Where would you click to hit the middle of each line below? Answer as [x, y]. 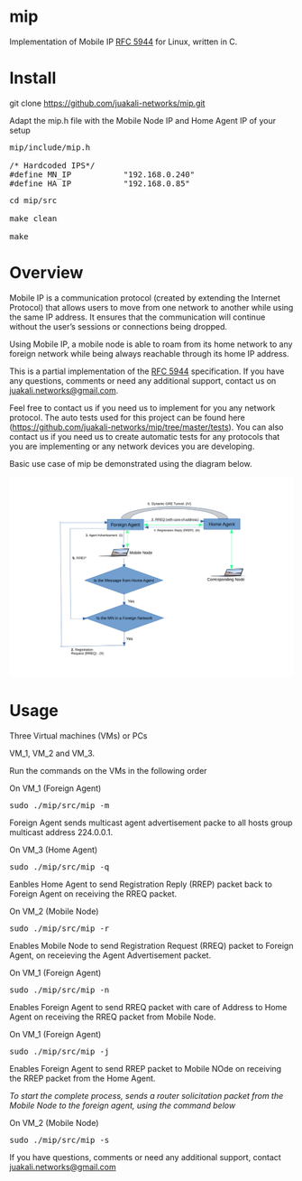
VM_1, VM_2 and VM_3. [52, 753]
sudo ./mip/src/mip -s [59, 1140]
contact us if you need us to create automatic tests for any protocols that [145, 436]
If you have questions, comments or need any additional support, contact [145, 1157]
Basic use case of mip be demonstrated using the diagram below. [131, 463]
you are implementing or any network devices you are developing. [132, 446]
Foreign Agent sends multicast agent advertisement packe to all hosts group [151, 823]
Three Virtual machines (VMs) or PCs [78, 735]
